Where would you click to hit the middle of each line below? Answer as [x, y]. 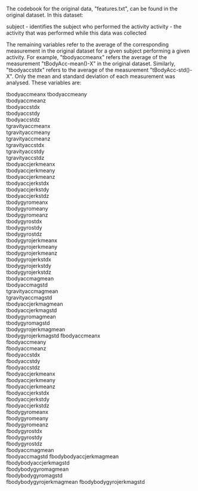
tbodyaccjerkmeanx [31, 164]
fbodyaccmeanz [26, 348]
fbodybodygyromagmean [38, 469]
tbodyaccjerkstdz [28, 196]
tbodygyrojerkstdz [29, 272]
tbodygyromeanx [27, 202]
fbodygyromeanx [27, 412]
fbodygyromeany [27, 418]
